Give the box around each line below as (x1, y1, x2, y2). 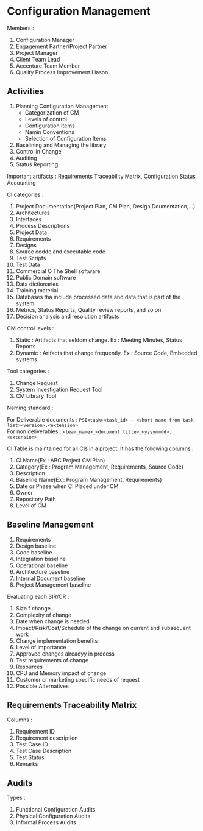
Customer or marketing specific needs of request (15, 676, 140, 683)
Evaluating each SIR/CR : (7, 593, 69, 600)
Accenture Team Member (15, 62, 80, 69)
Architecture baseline (15, 568, 70, 575)
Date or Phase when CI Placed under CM (15, 483, 119, 490)
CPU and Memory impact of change (15, 669, 107, 677)
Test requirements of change (15, 656, 89, 663)
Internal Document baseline (15, 575, 85, 582)
